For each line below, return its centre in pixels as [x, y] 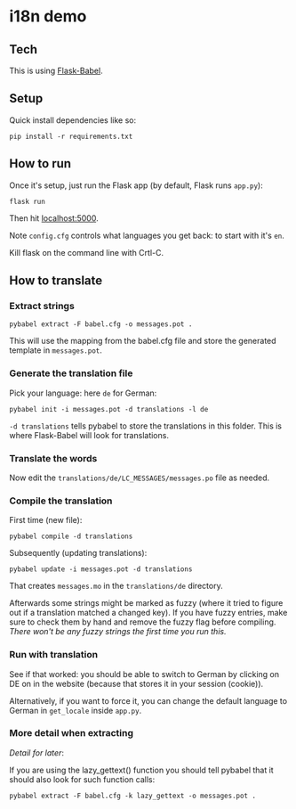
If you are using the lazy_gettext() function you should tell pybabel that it [141, 770]
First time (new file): [46, 520]
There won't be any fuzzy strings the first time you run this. [118, 632]
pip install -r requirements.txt [71, 136]
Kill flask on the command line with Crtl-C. [87, 252]
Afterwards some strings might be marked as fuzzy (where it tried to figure [146, 603]
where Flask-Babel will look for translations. [89, 435]
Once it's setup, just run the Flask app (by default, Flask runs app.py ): [136, 185]
